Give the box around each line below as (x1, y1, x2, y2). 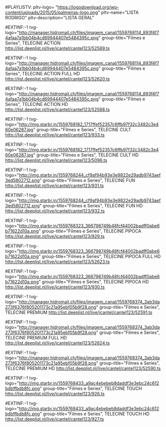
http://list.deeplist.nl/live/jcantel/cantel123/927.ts (5, 416, 104, 422)
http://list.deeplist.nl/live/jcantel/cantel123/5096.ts (5, 157, 108, 163)
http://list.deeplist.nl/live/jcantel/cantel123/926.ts (5, 391, 105, 396)
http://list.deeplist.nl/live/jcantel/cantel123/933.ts (5, 132, 105, 138)
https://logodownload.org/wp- (57, 4, 120, 10)
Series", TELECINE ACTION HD (5, 101, 68, 107)
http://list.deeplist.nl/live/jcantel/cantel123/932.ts (5, 208, 105, 214)
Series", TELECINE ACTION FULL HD (5, 71, 80, 76)
